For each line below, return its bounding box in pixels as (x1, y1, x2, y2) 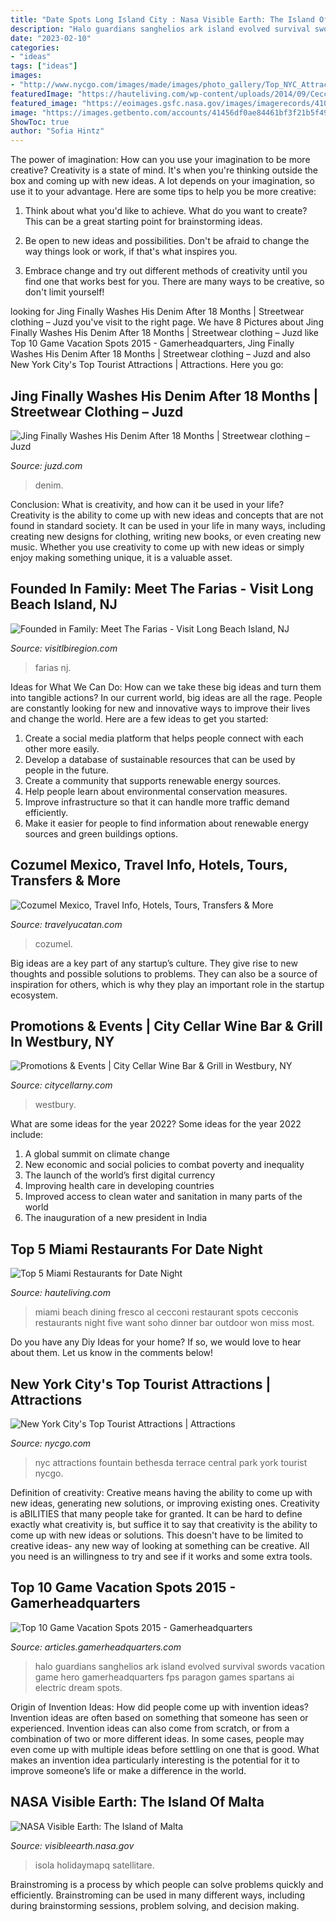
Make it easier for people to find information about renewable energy (24, 817, 310, 829)
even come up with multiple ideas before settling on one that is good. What (10, 1743, 320, 1755)
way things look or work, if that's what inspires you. (24, 246, 238, 258)
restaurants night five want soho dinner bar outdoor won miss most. (34, 1317, 315, 1329)
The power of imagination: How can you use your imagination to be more (10, 154, 311, 166)
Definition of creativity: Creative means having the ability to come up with (10, 1487, 313, 1498)
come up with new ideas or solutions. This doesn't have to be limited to (10, 1529, 304, 1541)
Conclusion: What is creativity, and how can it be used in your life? (10, 498, 285, 510)
